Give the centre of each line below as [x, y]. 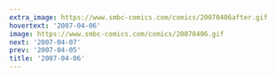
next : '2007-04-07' [45, 42]
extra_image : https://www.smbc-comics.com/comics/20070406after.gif [138, 17]
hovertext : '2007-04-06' [55, 26]
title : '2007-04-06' [47, 58]
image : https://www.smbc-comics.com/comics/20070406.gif [117, 34]
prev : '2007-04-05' [45, 50]
